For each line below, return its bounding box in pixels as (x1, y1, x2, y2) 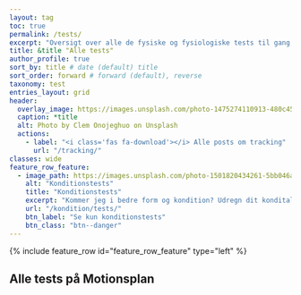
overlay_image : (17, 105, 74, 114)
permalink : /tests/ (9, 29, 82, 38)
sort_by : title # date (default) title (9, 63, 159, 72)
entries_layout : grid (9, 88, 90, 97)
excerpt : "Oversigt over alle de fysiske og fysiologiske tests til (9, 38, 271, 47)
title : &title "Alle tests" (9, 46, 115, 55)
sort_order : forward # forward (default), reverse (9, 72, 202, 80)
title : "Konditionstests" (25, 188, 123, 197)
